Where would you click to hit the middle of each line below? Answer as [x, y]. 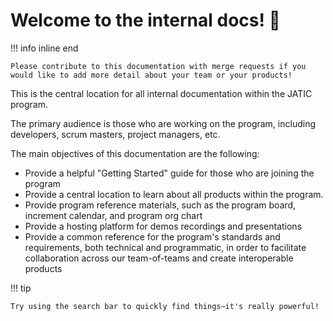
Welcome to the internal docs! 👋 [145, 20]
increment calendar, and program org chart [113, 215]
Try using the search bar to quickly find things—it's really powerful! [165, 306]
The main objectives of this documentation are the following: [135, 153]
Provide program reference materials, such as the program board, [160, 205]
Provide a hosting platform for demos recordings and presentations [163, 226]
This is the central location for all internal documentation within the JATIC [161, 93]
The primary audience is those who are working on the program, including [163, 123]
